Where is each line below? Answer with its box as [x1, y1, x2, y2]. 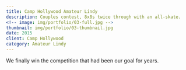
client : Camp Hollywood [6, 36, 64, 41]
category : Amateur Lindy [6, 41, 66, 47]
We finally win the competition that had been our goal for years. [6, 57, 159, 64]
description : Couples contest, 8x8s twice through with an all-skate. [6, 14, 181, 20]
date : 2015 [6, 30, 33, 36]
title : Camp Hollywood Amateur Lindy [6, 8, 98, 15]
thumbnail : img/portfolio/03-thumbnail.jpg [6, 24, 114, 31]
